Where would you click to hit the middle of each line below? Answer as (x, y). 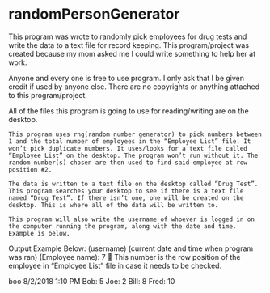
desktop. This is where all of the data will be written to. (114, 205)
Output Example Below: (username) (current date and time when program (131, 248)
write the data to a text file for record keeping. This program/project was (129, 45)
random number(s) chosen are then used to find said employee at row (128, 163)
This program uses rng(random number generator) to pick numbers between (135, 134)
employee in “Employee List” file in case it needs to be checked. (115, 265)
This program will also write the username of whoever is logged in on (131, 219)
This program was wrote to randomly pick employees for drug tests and (128, 36)
